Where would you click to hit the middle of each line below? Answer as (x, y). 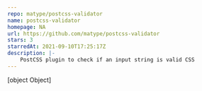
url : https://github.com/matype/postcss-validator (84, 34)
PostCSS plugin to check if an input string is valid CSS (107, 60)
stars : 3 (20, 40)
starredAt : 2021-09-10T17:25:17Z (57, 47)
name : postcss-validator (44, 20)
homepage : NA (27, 27)
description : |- (31, 54)
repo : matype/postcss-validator (55, 14)
